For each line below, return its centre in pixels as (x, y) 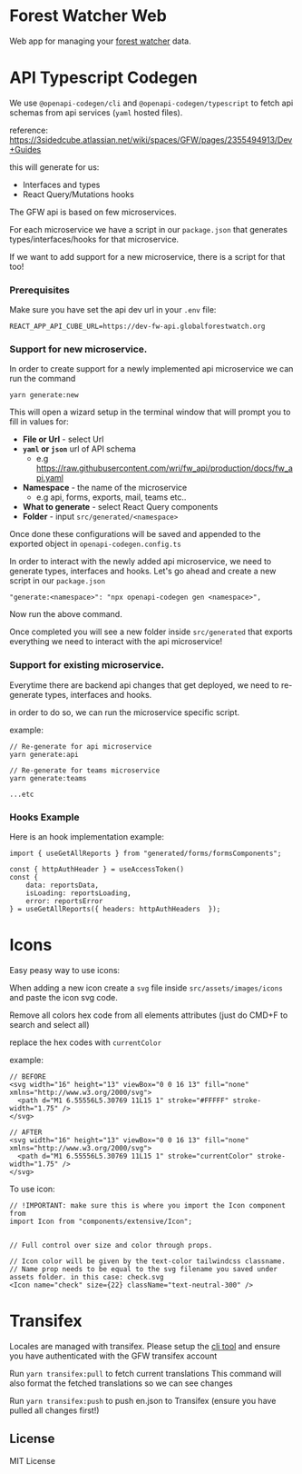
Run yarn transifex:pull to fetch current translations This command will (146, 1373)
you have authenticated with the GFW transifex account (113, 1356)
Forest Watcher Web (88, 16)
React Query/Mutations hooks (78, 194)
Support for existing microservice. (87, 665)
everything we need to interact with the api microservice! (116, 642)
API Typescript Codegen (103, 78)
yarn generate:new (44, 395)
